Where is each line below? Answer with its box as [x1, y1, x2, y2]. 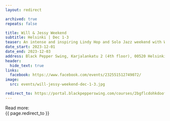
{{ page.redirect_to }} [5, 110, 50, 116]
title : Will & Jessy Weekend [5, 30, 67, 35]
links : [5, 68, 19, 73]
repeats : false [5, 21, 37, 26]
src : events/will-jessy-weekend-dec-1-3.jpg [10, 82, 105, 87]
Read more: [5, 104, 29, 111]
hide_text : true [10, 63, 44, 68]
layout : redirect [5, 7, 42, 13]
